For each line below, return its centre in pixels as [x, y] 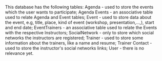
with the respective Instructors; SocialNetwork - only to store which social [80, 33]
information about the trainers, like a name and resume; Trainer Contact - [79, 43]
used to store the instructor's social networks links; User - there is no [75, 48]
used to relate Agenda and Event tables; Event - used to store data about [78, 17]
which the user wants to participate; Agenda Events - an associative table [79, 12]
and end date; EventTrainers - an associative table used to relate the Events [81, 28]
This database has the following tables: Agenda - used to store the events [79, 7]
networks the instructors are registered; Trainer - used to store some [74, 38]
